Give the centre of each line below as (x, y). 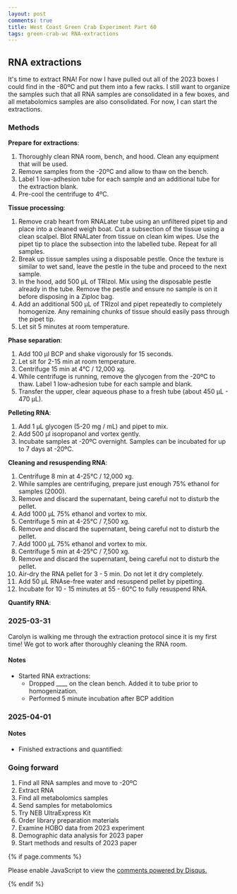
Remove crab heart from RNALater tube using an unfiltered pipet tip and (123, 222)
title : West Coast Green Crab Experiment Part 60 (83, 27)
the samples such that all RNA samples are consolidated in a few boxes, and (119, 94)
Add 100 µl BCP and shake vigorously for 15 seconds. (96, 354)
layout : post (27, 14)
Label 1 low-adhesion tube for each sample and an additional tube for (119, 179)
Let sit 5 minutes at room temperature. (74, 327)
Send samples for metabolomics (65, 806)
